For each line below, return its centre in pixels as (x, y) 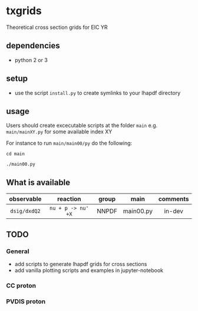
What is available (38, 182)
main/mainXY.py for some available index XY (59, 132)
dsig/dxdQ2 (25, 211)
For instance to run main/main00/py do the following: (69, 143)
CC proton (21, 286)
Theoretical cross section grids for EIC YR (57, 27)
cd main (16, 154)
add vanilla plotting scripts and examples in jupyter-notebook (89, 270)
